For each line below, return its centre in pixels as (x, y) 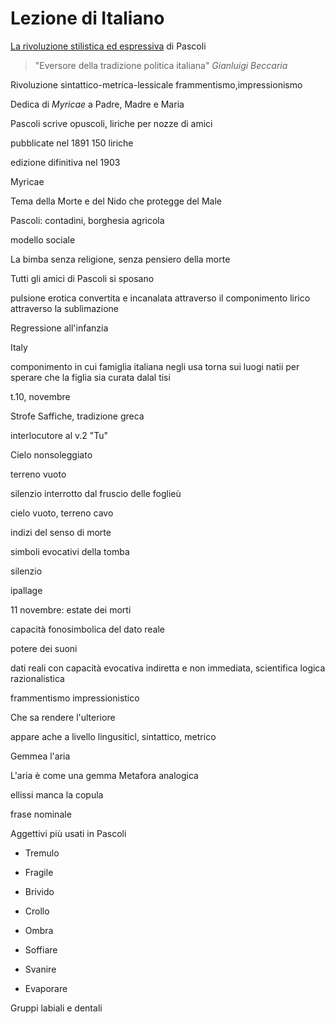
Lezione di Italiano (87, 18)
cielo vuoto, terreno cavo (62, 513)
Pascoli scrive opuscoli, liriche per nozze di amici (111, 123)
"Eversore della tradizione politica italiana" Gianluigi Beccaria (161, 65)
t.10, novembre (40, 396)
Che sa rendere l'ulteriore (63, 717)
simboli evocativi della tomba (70, 551)
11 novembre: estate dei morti (71, 609)
